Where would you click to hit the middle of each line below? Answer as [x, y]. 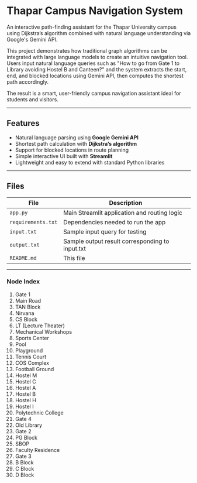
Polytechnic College [39, 412]
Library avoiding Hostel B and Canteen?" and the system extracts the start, [97, 69]
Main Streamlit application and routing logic [123, 213]
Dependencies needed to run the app [114, 222]
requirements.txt [34, 222]
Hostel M [26, 375]
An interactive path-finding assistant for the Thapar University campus [92, 27]
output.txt [25, 245]
